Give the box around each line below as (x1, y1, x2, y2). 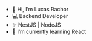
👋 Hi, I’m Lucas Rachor (11, 6, 69, 13)
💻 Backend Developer (11, 13, 68, 19)
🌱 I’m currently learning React (11, 28, 87, 35)
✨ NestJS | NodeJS (11, 21, 62, 28)
